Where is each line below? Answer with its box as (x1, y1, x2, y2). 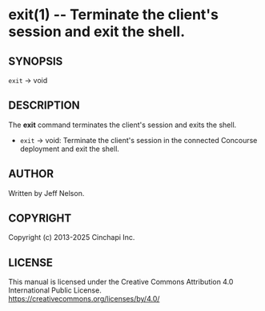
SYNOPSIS (8, 54, 63, 68)
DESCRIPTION (8, 98, 80, 113)
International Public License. (8, 285, 102, 295)
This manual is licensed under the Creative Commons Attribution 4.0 (8, 277, 234, 287)
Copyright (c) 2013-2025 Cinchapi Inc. (8, 233, 135, 242)
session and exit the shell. (8, 22, 186, 41)
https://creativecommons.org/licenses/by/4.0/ (8, 294, 160, 304)
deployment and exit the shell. (19, 144, 120, 154)
